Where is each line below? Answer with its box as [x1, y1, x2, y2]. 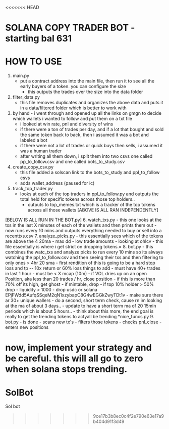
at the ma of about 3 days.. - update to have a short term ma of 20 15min [5, 303, 156, 309]
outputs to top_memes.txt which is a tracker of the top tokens [27, 202, 155, 208]
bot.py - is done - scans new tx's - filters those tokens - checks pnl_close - [5, 319, 162, 325]
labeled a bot [20, 137, 47, 143]
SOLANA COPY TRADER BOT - [5, 22, 135, 33]
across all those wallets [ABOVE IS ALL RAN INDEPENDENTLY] [27, 207, 159, 213]
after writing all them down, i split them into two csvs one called [20, 153, 153, 159]
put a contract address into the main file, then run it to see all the [20, 78, 155, 84]
